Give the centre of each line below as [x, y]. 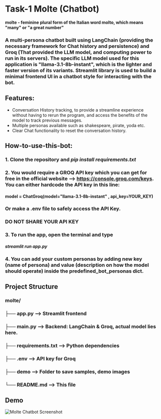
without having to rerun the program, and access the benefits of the [80, 115]
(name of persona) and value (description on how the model [77, 265]
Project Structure [32, 287]
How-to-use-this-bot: [39, 146]
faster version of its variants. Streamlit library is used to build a [80, 70]
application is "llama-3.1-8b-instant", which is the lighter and [79, 64]
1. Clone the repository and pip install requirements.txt [71, 160]
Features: [20, 98]
